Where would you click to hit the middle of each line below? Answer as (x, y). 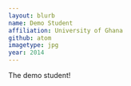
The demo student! (40, 75)
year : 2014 (26, 53)
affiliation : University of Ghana (66, 30)
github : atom (30, 38)
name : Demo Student (41, 23)
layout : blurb (32, 16)
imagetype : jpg (34, 45)
